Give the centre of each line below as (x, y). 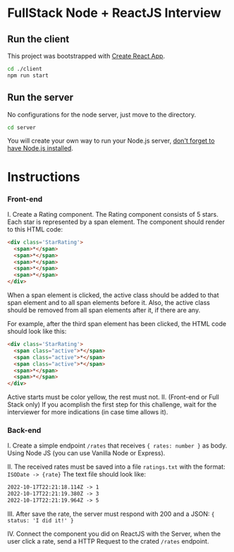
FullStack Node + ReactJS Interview (115, 13)
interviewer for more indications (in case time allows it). (88, 412)
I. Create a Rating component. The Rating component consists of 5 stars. (113, 214)
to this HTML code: (35, 229)
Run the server (41, 98)
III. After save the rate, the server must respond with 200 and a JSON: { (111, 514)
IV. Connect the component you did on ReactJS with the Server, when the (114, 534)
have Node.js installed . (41, 148)
